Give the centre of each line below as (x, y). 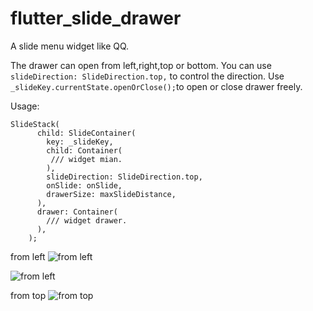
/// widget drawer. (87, 220)
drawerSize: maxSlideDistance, (111, 194)
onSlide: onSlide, (84, 185)
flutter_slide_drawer (96, 18)
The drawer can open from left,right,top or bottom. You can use (141, 65)
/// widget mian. (86, 159)
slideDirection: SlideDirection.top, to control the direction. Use (147, 76)
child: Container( (84, 150)
